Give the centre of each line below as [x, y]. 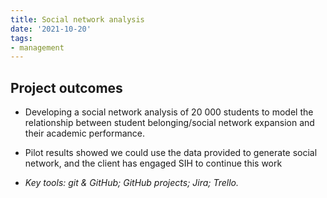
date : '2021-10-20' [51, 29]
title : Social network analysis [77, 19]
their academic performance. [85, 133]
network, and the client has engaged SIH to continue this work [153, 163]
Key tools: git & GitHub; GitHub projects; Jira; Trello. [132, 183]
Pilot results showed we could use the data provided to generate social [171, 153]
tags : [21, 38]
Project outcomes [66, 87]
